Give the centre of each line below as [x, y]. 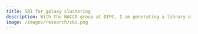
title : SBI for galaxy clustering [49, 11]
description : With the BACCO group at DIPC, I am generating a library [96, 17]
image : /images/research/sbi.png [47, 22]
